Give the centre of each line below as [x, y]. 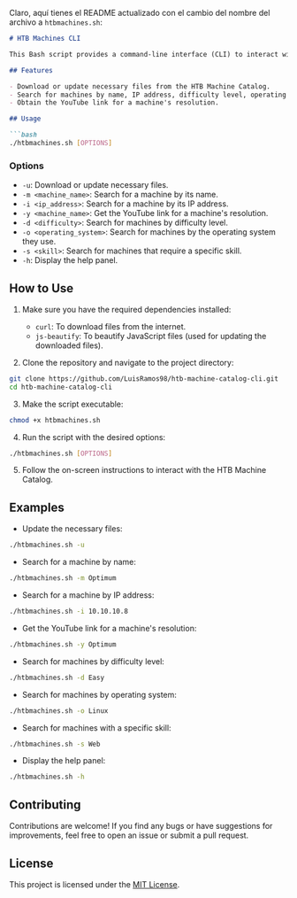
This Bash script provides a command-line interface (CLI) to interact [144, 54]
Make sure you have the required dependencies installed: [126, 309]
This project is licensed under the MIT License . [95, 884]
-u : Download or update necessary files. [95, 185]
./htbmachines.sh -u [47, 545]
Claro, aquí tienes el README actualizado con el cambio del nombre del [140, 13]
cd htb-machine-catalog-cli [61, 387]
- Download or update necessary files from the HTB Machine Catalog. [140, 86]
